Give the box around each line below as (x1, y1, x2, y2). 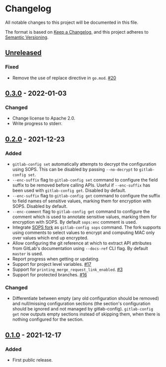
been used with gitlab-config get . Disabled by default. (12, 187, 126, 193)
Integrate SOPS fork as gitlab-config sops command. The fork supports (12, 224, 161, 230)
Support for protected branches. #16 (12, 272, 87, 278)
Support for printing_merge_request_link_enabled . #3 (12, 266, 123, 272)
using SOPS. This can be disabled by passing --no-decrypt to (12, 167, 138, 172)
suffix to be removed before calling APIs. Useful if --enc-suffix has (12, 182, 150, 188)
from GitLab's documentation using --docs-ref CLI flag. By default (12, 245, 148, 251)
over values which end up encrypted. (12, 235, 89, 241)
